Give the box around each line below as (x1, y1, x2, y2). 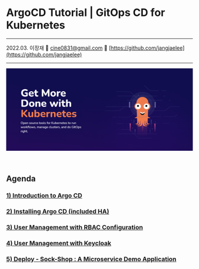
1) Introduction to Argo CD (6, 192, 83, 200)
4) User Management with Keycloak (6, 239, 111, 247)
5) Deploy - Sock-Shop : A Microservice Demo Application (6, 255, 176, 263)
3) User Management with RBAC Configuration (6, 223, 143, 232)
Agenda (6, 174, 36, 184)
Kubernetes (6, 18, 66, 32)
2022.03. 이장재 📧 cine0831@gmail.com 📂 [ (6, 44, 111, 51)
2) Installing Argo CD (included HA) (6, 208, 110, 216)
